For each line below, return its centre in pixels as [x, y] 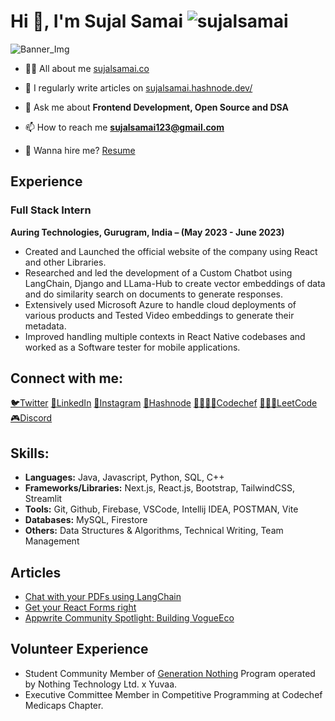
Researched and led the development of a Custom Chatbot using [158, 272]
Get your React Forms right [80, 607]
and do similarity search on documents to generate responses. [154, 294]
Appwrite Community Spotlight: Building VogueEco [129, 618]
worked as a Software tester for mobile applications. [132, 347]
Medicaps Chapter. [64, 705]
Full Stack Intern [51, 210]
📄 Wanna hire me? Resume [80, 150]
